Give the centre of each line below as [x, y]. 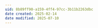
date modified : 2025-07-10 [32, 18]
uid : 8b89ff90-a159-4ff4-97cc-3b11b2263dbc [49, 9]
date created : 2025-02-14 [31, 14]
